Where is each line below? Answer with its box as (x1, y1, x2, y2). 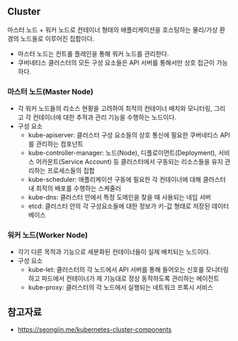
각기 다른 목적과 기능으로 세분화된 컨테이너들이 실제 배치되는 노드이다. (17, 248, 211, 256)
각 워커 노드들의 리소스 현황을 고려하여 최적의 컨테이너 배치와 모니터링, (17, 104, 212, 113)
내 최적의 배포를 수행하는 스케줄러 (28, 184, 122, 193)
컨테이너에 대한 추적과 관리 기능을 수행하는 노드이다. (33, 113, 177, 121)
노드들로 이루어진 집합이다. (20, 34, 95, 43)
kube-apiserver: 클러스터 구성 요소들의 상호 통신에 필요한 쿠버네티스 (28, 131, 219, 139)
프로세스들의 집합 (47, 166, 96, 175)
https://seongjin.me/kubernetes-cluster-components (17, 325, 172, 334)
